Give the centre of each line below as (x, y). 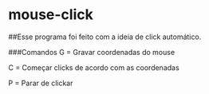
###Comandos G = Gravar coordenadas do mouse (92, 52)
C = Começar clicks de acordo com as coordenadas (94, 67)
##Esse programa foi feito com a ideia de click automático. (105, 37)
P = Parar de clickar (41, 83)
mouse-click (51, 15)
